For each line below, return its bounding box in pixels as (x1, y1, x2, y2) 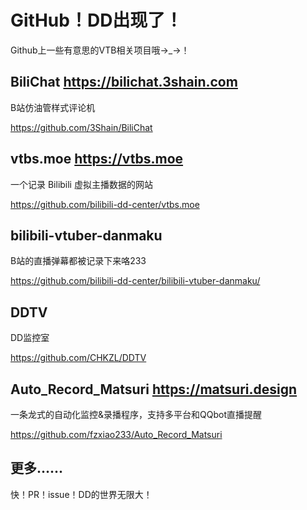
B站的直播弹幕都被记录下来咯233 (10, 255, 147, 267)
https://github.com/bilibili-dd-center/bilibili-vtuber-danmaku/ (10, 275, 261, 287)
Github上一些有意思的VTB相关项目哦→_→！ (10, 44, 190, 56)
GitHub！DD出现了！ (10, 9, 183, 32)
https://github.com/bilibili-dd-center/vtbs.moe (10, 198, 200, 210)
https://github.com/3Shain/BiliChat (10, 121, 153, 133)
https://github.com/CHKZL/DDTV (10, 352, 147, 364)
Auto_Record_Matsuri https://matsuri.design (10, 381, 298, 398)
